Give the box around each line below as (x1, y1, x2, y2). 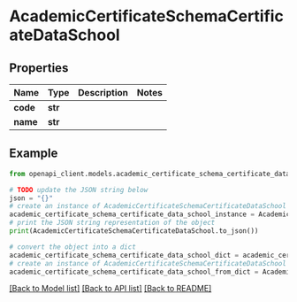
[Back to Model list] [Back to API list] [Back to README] (9, 283, 212, 294)
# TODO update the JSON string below (9, 185, 148, 194)
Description (78, 87, 128, 98)
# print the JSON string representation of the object (9, 219, 216, 228)
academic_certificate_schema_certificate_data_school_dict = (9, 251, 240, 259)
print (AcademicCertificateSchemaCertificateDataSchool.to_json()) (9, 227, 259, 236)
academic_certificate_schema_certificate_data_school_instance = (9, 210, 255, 219)
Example (9, 146, 58, 161)
